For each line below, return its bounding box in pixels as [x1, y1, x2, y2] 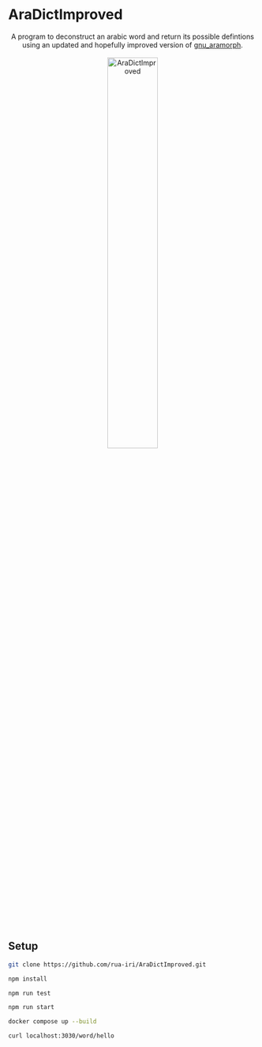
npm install [8, 975, 47, 983]
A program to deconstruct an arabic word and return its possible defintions [10, 32, 255, 41]
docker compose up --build [8, 1018, 97, 1026]
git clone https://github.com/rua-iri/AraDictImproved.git [8, 960, 207, 969]
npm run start [8, 1003, 55, 1011]
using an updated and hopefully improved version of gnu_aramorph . [22, 40, 243, 49]
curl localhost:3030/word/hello [8, 1032, 114, 1040]
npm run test [8, 989, 51, 997]
